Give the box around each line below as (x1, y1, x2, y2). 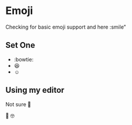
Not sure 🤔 (5, 100, 32, 107)
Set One (5, 40, 36, 50)
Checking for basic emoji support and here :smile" (5, 23, 127, 30)
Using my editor (5, 85, 65, 95)
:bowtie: (13, 55, 34, 62)
